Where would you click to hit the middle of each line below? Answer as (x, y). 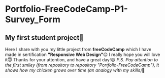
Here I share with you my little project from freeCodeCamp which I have (78, 49)
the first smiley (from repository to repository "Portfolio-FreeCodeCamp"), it (82, 65)
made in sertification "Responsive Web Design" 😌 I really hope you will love (82, 54)
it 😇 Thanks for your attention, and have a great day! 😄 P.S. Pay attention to (82, 60)
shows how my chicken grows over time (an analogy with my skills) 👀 (75, 70)
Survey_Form (33, 19)
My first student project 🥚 (44, 38)
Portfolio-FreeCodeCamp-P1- (66, 9)
